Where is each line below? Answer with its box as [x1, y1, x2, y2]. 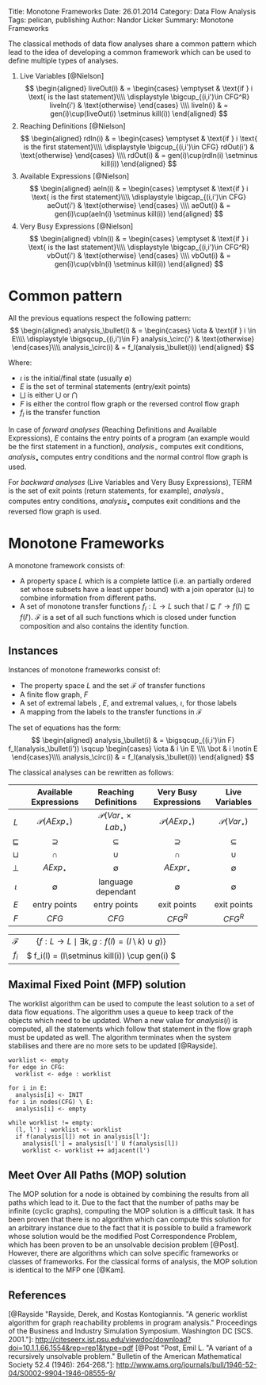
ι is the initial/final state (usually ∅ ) [19, 373, 132, 383]
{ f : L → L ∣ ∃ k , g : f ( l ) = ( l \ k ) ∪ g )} [36, 936, 166, 947]
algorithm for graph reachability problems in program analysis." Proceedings [8, 1318, 257, 1327]
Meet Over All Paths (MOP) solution [8, 1168, 187, 1182]
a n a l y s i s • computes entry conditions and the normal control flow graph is [8, 452, 249, 464]
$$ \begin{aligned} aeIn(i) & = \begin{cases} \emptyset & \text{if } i [29, 184, 249, 193]
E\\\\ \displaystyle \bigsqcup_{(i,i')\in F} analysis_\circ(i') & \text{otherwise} [11, 333, 255, 344]
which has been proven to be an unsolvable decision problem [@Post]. [8, 1240, 239, 1249]
